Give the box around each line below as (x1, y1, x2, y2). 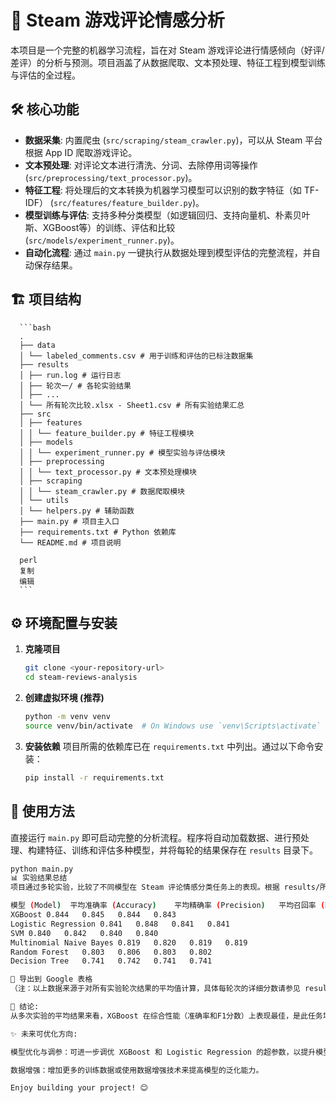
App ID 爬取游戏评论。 (44, 146, 138, 158)
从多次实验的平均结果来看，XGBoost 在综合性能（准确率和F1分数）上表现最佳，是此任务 (10, 1011, 323, 1021)
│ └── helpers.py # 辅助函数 (19, 506, 135, 516)
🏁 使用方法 (10, 803, 75, 820)
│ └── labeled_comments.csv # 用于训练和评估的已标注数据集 (19, 351, 254, 361)
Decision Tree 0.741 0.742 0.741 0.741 (10, 956, 213, 966)
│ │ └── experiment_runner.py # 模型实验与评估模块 (19, 447, 226, 458)
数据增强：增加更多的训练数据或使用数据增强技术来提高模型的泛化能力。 (10, 1065, 264, 1075)
